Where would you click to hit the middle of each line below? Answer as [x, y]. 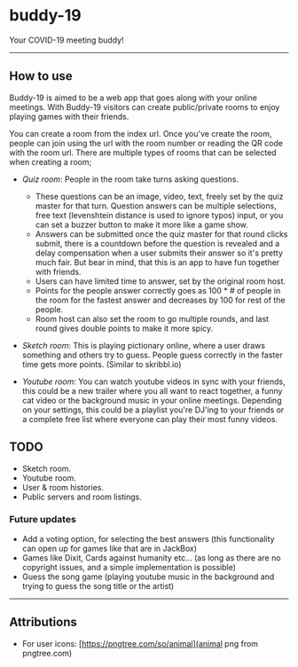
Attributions [43, 622]
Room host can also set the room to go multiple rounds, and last [152, 318]
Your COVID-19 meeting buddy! [67, 40]
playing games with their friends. [69, 116]
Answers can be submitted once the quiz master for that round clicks [161, 234]
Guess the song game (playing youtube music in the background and [148, 577]
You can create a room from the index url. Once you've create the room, [141, 133]
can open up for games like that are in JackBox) [110, 548]
